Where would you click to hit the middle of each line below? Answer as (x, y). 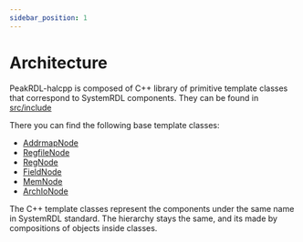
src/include (31, 107)
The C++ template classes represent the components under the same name (152, 208)
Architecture (58, 62)
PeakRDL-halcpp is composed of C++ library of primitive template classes (149, 88)
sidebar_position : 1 (49, 18)
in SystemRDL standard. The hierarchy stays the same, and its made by (144, 218)
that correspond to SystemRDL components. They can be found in (134, 97)
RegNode (41, 162)
